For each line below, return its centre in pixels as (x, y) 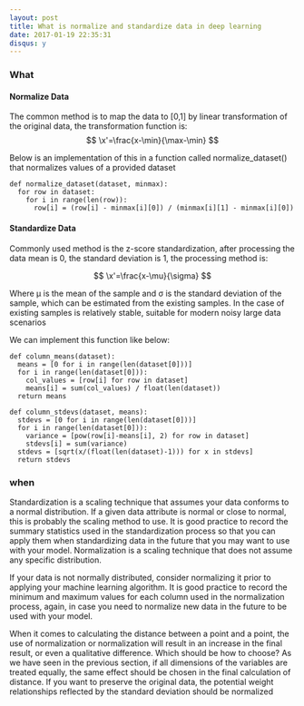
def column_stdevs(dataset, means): (78, 412)
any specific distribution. (56, 560)
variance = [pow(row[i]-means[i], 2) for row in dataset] (137, 436)
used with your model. (51, 616)
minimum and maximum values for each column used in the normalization (147, 596)
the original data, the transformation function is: (98, 126)
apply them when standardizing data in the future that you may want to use (150, 540)
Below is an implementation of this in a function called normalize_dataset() (148, 158)
